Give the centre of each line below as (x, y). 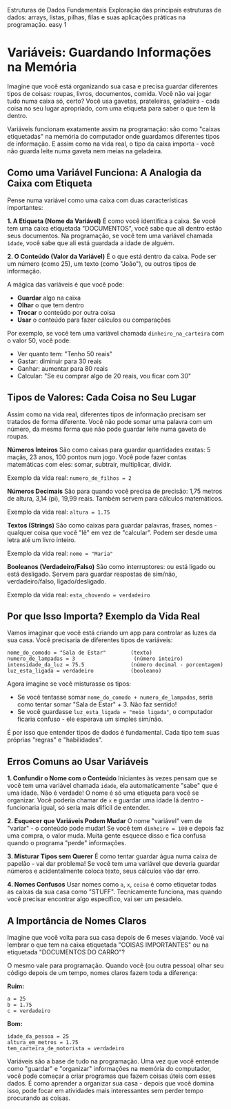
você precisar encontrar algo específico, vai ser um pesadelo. (95, 899)
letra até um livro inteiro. (42, 540)
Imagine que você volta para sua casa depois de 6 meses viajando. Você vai (115, 937)
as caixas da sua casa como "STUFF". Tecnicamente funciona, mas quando (115, 892)
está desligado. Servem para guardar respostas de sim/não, (92, 574)
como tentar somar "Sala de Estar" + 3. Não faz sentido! (97, 704)
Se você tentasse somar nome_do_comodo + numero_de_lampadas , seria (115, 697)
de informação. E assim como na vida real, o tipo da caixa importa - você (111, 144)
